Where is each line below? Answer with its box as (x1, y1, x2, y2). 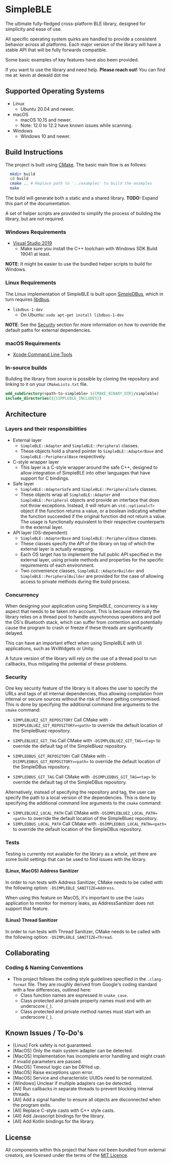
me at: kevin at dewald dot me (5, 72, 69, 78)
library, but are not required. (5, 216, 64, 222)
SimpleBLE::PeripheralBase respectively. (20, 453, 106, 459)
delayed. (5, 630, 24, 636)
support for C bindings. (20, 475, 70, 481)
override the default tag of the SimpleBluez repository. (12, 743, 127, 749)
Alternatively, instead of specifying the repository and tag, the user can (5, 789, 156, 795)
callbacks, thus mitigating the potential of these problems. (5, 660, 128, 666)
